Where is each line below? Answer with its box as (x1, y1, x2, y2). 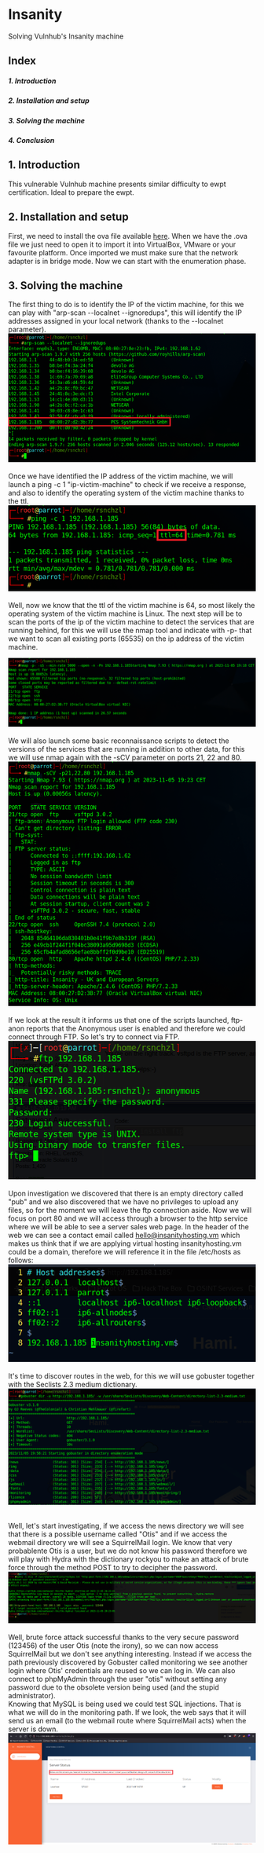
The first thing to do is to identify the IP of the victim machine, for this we (8, 300, 244, 309)
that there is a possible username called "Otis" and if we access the (8, 1529, 228, 1539)
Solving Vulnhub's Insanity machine (8, 31, 124, 41)
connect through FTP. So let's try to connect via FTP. (8, 1032, 180, 1042)
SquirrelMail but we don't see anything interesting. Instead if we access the (8, 1649, 252, 1658)
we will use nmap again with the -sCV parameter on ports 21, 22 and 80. (8, 753, 242, 762)
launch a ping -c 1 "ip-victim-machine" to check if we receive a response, (8, 479, 247, 489)
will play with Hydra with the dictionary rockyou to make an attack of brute (8, 1555, 249, 1564)
